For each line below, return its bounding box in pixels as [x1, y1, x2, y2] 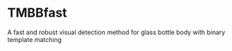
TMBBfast [7, 5, 67, 21]
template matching [7, 35, 62, 43]
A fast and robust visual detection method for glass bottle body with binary [7, 28, 226, 36]
